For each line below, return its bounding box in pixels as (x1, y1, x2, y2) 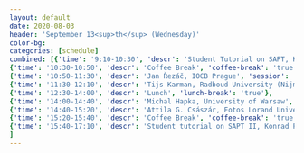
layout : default (9, 13, 71, 22)
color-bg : (9, 38, 47, 48)
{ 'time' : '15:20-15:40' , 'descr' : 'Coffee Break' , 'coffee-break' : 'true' (9, 113, 298, 122)
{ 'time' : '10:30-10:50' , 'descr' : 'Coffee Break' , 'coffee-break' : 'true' (9, 64, 298, 73)
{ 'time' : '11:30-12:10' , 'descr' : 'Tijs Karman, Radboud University (9, 80, 273, 89)
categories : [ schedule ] (9, 47, 100, 56)
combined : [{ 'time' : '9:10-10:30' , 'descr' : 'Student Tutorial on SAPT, (9, 55, 290, 64)
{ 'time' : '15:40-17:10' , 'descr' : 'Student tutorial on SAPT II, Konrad (9, 122, 290, 131)
